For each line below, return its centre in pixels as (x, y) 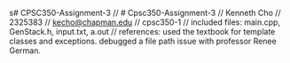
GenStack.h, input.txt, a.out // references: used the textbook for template (142, 31)
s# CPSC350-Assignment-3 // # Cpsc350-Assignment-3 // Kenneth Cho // (145, 13)
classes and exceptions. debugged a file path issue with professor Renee (143, 41)
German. (25, 51)
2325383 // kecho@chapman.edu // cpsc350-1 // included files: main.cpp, (145, 22)
